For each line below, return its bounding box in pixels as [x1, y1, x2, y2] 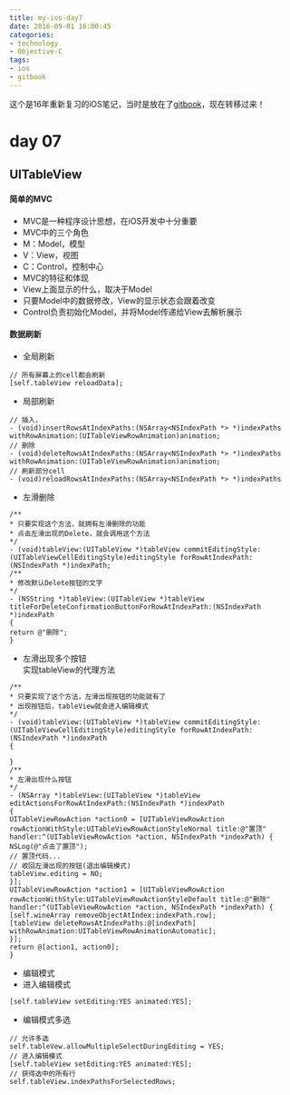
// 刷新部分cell [9, 466, 65, 475]
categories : [9, 30, 54, 39]
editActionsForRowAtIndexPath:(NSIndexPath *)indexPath [9, 799, 225, 808]
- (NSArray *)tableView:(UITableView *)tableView [9, 791, 201, 800]
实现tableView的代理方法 [22, 664, 116, 675]
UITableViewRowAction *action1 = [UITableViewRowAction [9, 885, 225, 894]
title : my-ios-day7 [9, 13, 83, 23]
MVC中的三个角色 [22, 226, 89, 237]
